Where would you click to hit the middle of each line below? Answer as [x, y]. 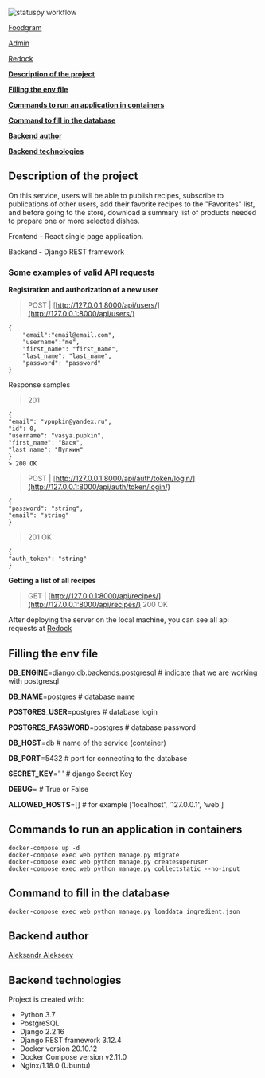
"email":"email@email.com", [69, 335]
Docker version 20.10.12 [58, 1049]
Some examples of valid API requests [82, 272]
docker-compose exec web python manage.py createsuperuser [108, 862]
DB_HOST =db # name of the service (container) [88, 743]
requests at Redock [40, 629]
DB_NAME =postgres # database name [72, 696]
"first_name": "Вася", [46, 443]
